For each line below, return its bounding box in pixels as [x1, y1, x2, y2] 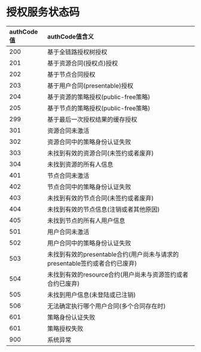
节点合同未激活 [47, 172, 90, 180]
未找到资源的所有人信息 [47, 160, 114, 169]
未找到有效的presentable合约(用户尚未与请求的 [47, 250, 179, 258]
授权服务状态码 [6, 5, 80, 19]
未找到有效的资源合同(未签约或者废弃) [47, 149, 154, 157]
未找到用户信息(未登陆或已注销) [47, 290, 136, 299]
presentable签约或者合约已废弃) [47, 259, 138, 267]
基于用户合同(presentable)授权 [47, 82, 133, 90]
